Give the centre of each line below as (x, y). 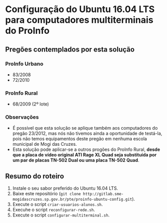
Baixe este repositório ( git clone (47, 194)
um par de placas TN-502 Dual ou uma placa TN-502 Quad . (76, 160)
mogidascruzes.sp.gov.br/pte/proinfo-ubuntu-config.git (72, 200)
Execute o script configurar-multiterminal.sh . (61, 215)
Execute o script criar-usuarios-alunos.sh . (58, 204)
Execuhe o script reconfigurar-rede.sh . (54, 210)
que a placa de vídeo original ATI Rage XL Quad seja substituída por (85, 155)
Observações (22, 117)
